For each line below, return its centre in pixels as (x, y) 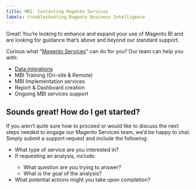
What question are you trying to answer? (72, 167)
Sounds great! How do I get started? (73, 112)
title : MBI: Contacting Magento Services (57, 11)
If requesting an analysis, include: (55, 156)
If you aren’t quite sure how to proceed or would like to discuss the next (92, 126)
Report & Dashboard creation (49, 87)
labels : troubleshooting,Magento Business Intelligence (75, 17)
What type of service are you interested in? (66, 150)
